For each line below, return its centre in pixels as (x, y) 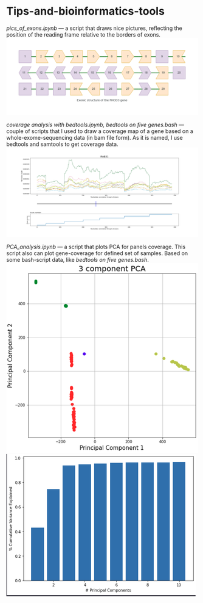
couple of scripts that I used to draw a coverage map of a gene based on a (100, 131)
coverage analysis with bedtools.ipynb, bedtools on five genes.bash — (95, 125)
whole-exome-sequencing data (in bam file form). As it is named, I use (95, 137)
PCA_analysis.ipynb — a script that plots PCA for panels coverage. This (96, 247)
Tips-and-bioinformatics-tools (86, 11)
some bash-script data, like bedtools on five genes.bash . (77, 259)
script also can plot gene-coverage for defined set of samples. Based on (97, 253)
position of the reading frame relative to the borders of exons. (84, 34)
